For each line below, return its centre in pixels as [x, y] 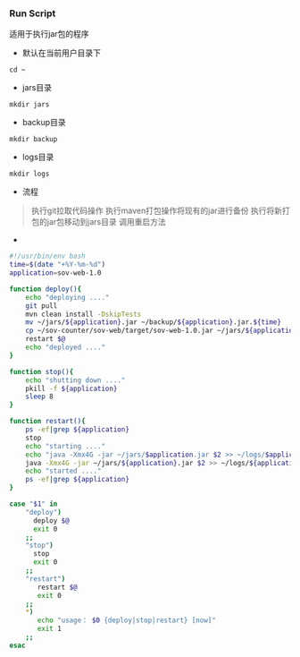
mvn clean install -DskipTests [83, 314]
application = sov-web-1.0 [55, 273]
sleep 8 [39, 397]
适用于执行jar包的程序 [49, 34]
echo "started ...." [63, 471]
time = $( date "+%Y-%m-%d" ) [57, 265]
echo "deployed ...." [65, 347]
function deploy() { [46, 289]
